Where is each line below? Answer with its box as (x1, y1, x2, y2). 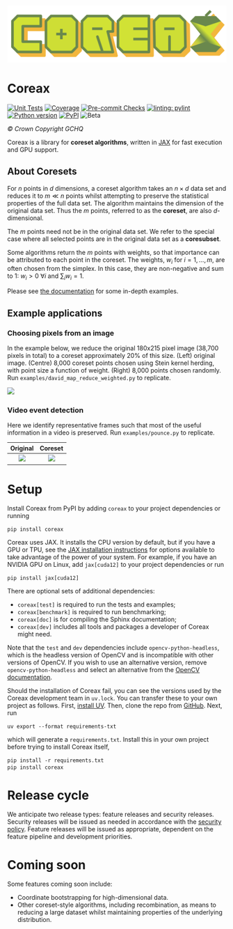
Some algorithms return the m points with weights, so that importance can (7, 248, 220, 256)
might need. (17, 630, 52, 639)
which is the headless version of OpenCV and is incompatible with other (7, 651, 214, 659)
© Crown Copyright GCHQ (7, 124, 83, 133)
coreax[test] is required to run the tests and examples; (17, 600, 176, 609)
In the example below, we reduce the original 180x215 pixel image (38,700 (7, 343, 219, 352)
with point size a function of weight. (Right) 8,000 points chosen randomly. (7, 366, 221, 374)
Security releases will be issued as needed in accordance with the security (7, 818, 222, 826)
